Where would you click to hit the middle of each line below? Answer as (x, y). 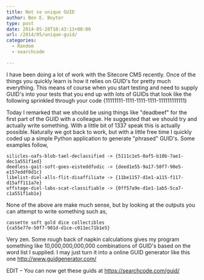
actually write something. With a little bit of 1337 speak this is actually (93, 125)
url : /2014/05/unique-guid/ (42, 35)
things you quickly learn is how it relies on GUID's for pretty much (89, 81)
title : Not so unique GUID (40, 12)
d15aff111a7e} (24, 183)
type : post (20, 23)
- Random (23, 46)
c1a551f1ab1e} (24, 193)
